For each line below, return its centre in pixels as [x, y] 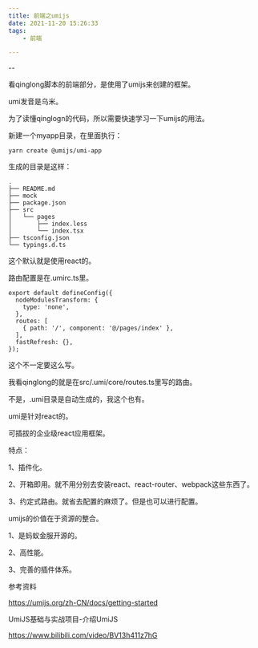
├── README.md [32, 189]
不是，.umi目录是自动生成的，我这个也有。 [79, 399]
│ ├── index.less [48, 224]
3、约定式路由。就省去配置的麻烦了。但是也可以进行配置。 [105, 501]
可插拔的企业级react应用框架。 [59, 433]
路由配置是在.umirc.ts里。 [51, 278]
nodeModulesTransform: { [57, 300]
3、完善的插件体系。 [42, 569]
